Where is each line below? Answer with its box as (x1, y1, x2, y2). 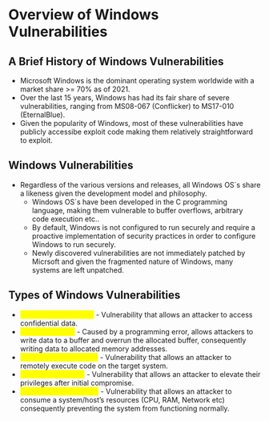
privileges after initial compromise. (19, 378, 134, 387)
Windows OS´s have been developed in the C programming (31, 196, 228, 206)
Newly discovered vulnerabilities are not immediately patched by (31, 248, 246, 257)
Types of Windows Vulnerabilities (8, 289, 181, 302)
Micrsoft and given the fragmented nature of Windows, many (31, 257, 234, 266)
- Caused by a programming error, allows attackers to (76, 326, 254, 336)
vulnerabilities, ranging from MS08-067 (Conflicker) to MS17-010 (19, 102, 235, 111)
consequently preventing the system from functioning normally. (19, 403, 230, 413)
